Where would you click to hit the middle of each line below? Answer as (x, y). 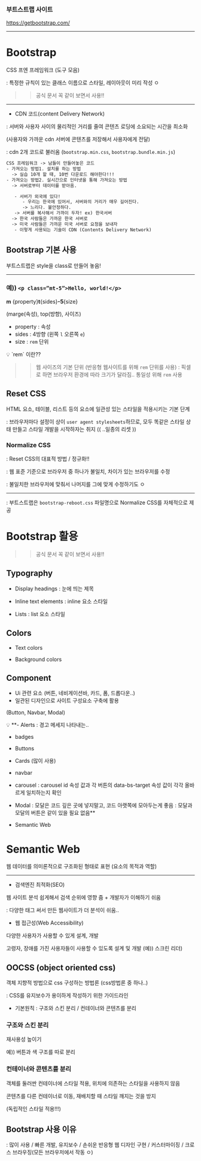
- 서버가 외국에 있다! (37, 196)
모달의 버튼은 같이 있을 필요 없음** (55, 813)
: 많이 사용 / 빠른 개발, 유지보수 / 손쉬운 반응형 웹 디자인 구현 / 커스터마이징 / (95, 1145)
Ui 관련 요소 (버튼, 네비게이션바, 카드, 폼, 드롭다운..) (75, 693)
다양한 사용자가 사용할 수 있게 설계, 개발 (52, 936)
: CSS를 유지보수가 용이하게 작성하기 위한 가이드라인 (67, 996)
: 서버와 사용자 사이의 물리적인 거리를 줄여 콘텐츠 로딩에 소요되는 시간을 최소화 (97, 126)
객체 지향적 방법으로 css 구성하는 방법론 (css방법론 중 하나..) (77, 983)
